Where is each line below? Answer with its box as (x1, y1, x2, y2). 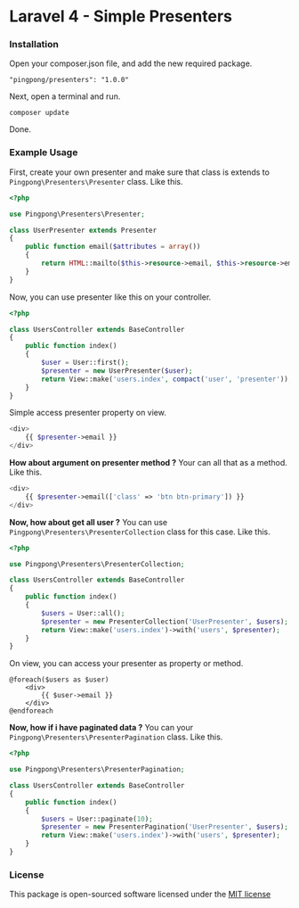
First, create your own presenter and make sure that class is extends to (9, 167, 270, 177)
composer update (9, 109, 69, 118)
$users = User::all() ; (41, 608, 125, 617)
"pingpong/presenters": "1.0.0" (9, 76, 129, 85)
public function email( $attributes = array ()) (25, 243, 201, 252)
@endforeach (9, 706, 53, 715)
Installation (9, 38, 60, 51)
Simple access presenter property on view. (9, 408, 166, 418)
